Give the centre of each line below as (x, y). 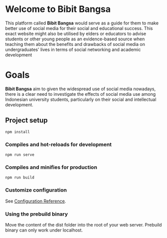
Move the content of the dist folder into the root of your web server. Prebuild (83, 225)
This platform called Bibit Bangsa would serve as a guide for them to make (82, 23)
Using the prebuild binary (37, 214)
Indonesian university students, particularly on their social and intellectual (81, 99)
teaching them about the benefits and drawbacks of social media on (75, 44)
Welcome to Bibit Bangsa (58, 9)
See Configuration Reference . (36, 201)
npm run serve (20, 155)
